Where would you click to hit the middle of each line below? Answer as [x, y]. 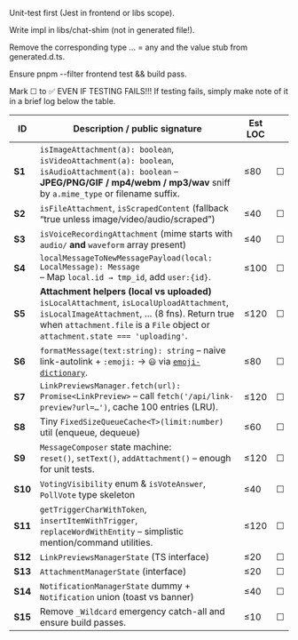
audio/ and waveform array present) [113, 245]
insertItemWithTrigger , [89, 520]
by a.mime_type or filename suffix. [110, 193]
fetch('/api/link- [195, 396]
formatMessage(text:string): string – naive [133, 350]
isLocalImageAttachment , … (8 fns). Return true [137, 313]
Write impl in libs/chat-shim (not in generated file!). [102, 30]
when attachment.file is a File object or [125, 325]
